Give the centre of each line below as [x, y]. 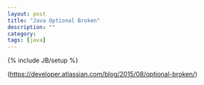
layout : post [27, 14]
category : [22, 34]
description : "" [31, 27]
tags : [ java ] [27, 40]
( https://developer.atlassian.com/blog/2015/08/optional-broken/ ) [102, 74]
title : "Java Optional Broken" [54, 21]
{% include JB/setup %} [43, 60]
